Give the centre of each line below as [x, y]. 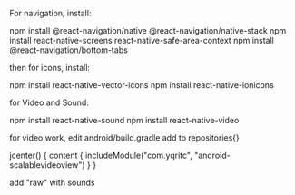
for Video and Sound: [49, 102]
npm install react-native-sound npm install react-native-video [124, 120]
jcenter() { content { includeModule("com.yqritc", [101, 155]
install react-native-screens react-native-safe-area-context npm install [142, 40]
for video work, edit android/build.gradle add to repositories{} [125, 138]
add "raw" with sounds [52, 182]
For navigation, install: [50, 13]
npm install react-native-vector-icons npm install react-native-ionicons [142, 85]
